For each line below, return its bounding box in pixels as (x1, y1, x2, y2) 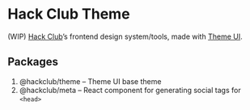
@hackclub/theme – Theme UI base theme (19, 76, 162, 86)
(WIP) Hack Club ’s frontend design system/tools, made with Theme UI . (7, 32, 244, 41)
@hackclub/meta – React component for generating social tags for (19, 85, 241, 95)
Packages (7, 55, 58, 69)
